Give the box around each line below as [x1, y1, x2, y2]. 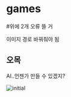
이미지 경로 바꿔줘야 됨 [6, 35, 60, 42]
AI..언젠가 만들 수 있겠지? [6, 72, 66, 79]
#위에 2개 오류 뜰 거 [6, 22, 53, 30]
